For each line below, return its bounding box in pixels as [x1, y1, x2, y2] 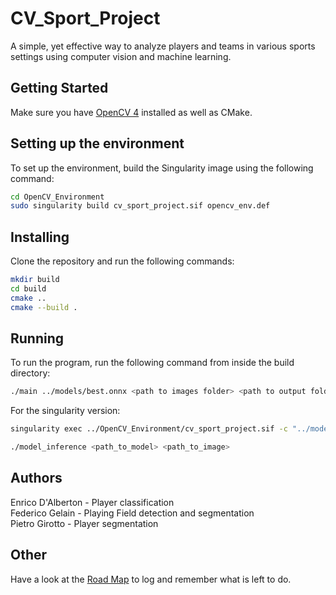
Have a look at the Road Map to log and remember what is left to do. [10, 573, 292, 585]
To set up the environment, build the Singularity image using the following [10, 162, 314, 174]
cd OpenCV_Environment [10, 192, 105, 202]
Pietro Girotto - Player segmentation [10, 517, 159, 529]
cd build [10, 284, 47, 294]
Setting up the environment [10, 135, 185, 152]
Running [10, 330, 65, 347]
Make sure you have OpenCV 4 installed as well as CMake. [10, 106, 253, 118]
